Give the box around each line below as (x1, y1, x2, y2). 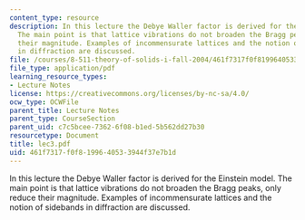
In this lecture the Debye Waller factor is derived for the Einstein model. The (9, 173, 293, 184)
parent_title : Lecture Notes (9, 106, 120, 115)
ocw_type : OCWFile (9, 97, 79, 107)
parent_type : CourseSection (9, 114, 116, 123)
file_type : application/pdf (9, 64, 116, 73)
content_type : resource (9, 13, 100, 23)
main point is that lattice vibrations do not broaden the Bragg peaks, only (9, 182, 281, 193)
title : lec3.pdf (9, 139, 71, 148)
